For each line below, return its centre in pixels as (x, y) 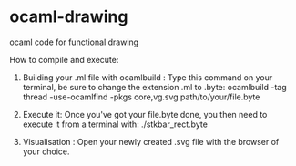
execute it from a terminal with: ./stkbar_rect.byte (115, 124)
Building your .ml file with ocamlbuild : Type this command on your (148, 77)
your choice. (46, 151)
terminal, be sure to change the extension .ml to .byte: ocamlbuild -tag (154, 87)
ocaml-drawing (69, 17)
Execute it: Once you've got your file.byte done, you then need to (145, 114)
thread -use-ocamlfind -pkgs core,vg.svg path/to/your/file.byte (141, 97)
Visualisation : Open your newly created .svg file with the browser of (151, 141)
